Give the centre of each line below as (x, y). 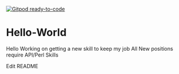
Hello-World (36, 33)
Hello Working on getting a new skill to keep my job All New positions (89, 48)
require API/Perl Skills (32, 55)
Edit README (22, 66)
